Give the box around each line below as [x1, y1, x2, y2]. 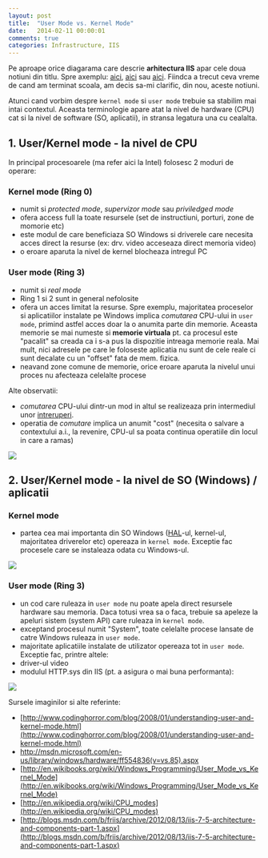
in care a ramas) [19, 435, 74, 445]
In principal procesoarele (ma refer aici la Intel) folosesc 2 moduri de [8, 157, 234, 167]
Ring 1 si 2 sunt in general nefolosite [19, 293, 139, 303]
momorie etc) [19, 221, 65, 231]
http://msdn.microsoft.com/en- [19, 747, 122, 756]
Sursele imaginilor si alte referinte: [8, 697, 122, 707]
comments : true [8, 34, 59, 42]
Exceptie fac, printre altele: [19, 650, 110, 659]
